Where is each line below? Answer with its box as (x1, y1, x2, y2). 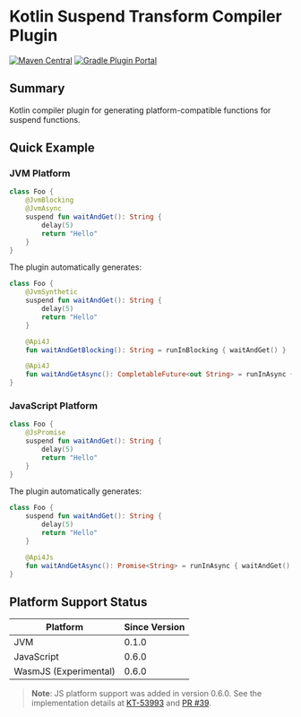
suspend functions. (9, 114, 81, 125)
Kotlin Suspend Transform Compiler (9, 6, 282, 27)
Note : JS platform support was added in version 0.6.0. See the (30, 688, 262, 699)
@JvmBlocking (25, 195, 74, 205)
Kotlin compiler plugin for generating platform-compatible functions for (9, 105, 271, 116)
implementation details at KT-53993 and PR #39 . (30, 697, 212, 709)
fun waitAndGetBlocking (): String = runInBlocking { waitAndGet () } (25, 345, 287, 355)
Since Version (124, 621, 185, 634)
